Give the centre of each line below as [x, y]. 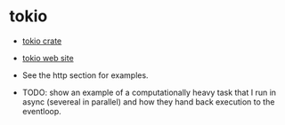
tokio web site [48, 58]
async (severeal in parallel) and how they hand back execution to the [148, 102]
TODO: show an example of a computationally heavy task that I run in [149, 92]
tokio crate [42, 41]
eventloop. [42, 111]
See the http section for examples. [85, 75]
